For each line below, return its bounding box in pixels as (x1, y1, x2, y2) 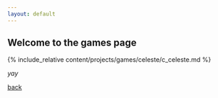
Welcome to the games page (7, 37, 137, 49)
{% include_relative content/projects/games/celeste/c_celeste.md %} (7, 55, 212, 64)
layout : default (7, 10, 56, 18)
